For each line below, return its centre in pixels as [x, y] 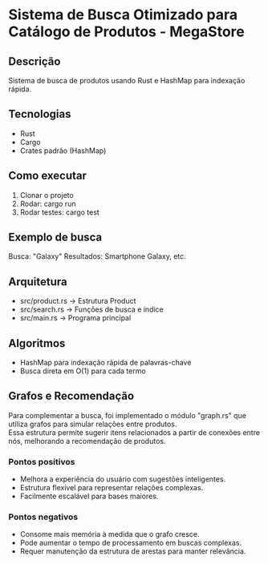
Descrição [35, 61]
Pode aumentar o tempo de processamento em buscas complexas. [131, 543]
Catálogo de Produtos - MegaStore [126, 32]
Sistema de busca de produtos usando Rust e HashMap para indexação [127, 81]
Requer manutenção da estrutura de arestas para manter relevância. [133, 551]
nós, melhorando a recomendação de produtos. [87, 441]
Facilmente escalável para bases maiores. [89, 496]
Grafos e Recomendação [71, 396]
